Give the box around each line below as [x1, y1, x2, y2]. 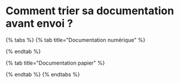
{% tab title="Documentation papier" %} [5, 59, 105, 66]
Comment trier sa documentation [5, 4, 175, 18]
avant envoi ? [5, 17, 73, 30]
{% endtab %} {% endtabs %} [5, 71, 80, 78]
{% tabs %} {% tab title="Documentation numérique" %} [5, 36, 146, 43]
